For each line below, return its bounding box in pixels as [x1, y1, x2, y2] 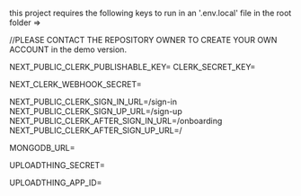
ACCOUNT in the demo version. [9, 44, 128, 55]
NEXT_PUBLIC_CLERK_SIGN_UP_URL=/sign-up [9, 106, 182, 116]
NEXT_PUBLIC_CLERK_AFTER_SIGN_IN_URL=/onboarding [9, 116, 223, 126]
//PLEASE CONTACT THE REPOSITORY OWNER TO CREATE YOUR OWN [9, 35, 278, 45]
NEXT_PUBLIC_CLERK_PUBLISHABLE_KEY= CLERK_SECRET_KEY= [9, 62, 256, 72]
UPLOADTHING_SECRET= [9, 160, 105, 170]
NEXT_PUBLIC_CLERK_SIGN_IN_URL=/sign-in [9, 96, 178, 107]
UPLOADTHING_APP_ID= [9, 177, 102, 188]
